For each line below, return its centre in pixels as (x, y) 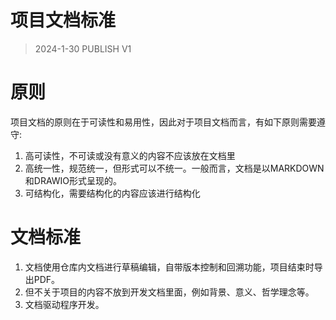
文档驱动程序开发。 (64, 304)
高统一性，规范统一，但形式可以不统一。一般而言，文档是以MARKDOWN (174, 168)
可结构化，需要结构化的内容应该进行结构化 (112, 193)
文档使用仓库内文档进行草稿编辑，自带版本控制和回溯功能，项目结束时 (169, 267)
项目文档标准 (63, 20)
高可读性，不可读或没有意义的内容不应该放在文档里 (130, 155)
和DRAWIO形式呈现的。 (73, 180)
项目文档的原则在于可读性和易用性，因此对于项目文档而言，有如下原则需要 (163, 122)
